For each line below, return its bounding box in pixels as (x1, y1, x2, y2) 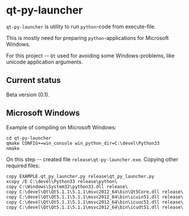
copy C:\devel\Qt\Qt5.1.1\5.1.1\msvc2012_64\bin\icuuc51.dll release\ (6, 199, 184, 205)
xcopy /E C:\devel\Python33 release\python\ (6, 178, 118, 184)
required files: (6, 162, 40, 169)
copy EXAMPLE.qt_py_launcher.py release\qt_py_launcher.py (6, 173, 155, 180)
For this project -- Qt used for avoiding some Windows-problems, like (6, 52, 175, 59)
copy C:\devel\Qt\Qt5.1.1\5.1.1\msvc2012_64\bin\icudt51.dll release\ (6, 204, 184, 210)
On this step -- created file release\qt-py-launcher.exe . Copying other (6, 155, 178, 162)
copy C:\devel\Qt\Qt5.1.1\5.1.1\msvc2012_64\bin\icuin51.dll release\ (6, 194, 184, 200)
